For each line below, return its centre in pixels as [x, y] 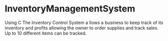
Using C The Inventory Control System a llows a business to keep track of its [84, 22]
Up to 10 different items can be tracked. [46, 33]
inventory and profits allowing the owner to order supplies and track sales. [82, 27]
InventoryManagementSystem [70, 9]
